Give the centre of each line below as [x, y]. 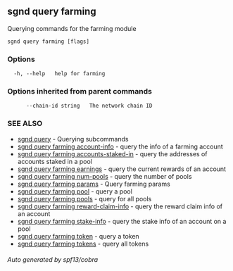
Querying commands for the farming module [72, 28]
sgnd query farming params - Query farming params [94, 184]
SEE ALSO [25, 124]
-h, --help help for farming [59, 74]
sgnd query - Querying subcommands [73, 139]
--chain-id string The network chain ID [89, 106]
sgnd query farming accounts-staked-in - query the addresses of [112, 153]
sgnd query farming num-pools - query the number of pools [105, 176]
